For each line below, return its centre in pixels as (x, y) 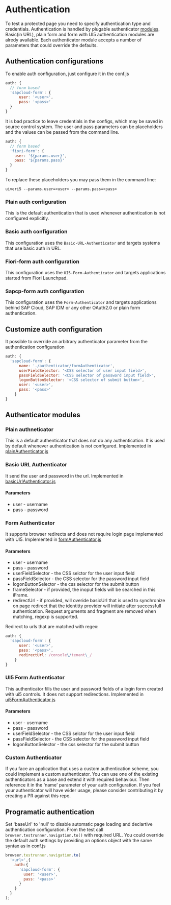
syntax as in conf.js (25, 846)
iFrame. (21, 595)
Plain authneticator (30, 430)
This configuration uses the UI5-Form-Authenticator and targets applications (85, 272)
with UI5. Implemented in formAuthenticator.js (53, 539)
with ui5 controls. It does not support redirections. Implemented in (75, 694)
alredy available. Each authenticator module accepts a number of (74, 40)
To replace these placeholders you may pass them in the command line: (81, 180)
